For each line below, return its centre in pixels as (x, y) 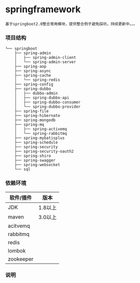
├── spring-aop (31, 67)
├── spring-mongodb (35, 120)
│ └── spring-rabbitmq (41, 134)
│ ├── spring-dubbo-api (42, 98)
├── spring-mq (29, 125)
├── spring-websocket (37, 165)
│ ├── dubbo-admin (36, 93)
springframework (43, 9)
